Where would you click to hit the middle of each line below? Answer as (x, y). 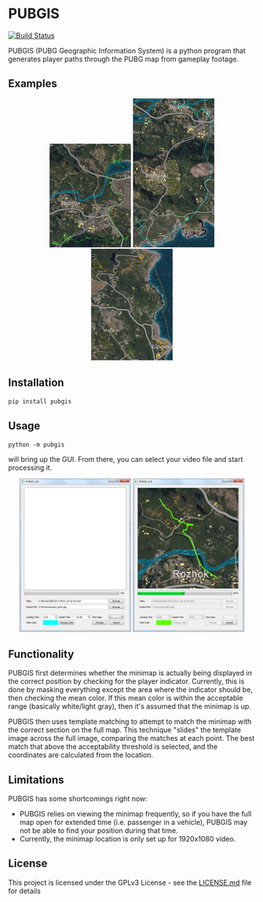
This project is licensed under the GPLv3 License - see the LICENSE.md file (130, 882)
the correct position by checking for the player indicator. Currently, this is (126, 681)
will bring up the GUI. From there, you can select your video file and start (126, 459)
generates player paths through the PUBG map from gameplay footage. (124, 59)
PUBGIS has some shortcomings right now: (78, 798)
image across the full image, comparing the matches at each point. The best (131, 739)
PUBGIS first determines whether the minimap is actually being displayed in (130, 673)
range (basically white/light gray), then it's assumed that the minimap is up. (130, 706)
